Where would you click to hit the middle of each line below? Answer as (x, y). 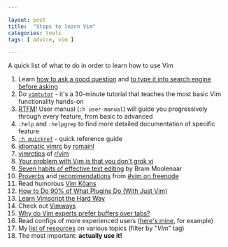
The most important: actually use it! (70, 236)
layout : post (27, 20)
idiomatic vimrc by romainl (56, 146)
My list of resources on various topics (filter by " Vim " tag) (101, 228)
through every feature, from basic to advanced (85, 116)
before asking (38, 87)
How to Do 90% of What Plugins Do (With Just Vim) (93, 191)
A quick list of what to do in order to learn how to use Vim (91, 66)
